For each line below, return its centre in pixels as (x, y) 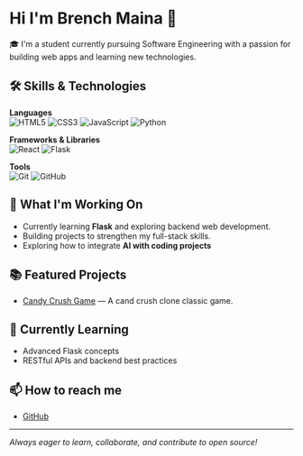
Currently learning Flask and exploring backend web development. (147, 226)
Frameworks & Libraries (55, 140)
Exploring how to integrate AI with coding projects (117, 245)
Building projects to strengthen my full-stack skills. (116, 236)
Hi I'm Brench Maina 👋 (93, 18)
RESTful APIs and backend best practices (100, 360)
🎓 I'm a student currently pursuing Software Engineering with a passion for (150, 43)
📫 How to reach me (66, 390)
